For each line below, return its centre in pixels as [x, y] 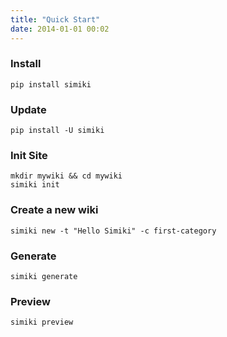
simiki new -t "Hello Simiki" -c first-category [113, 231]
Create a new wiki [54, 210]
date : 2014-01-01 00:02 [60, 29]
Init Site [29, 156]
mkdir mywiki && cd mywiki [66, 176]
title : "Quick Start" [55, 19]
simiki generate [44, 276]
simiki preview [42, 322]
